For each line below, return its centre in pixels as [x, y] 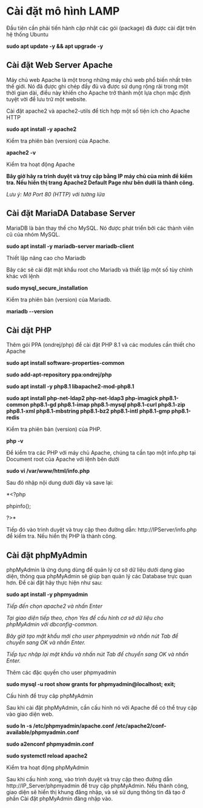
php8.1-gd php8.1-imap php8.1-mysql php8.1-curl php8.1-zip [108, 405]
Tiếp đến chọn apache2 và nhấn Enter [55, 606]
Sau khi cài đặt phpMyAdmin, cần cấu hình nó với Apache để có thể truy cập [102, 708]
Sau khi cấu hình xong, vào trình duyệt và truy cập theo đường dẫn [89, 780]
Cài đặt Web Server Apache [60, 65]
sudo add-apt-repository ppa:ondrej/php [59, 375]
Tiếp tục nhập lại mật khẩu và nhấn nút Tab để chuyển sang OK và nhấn [98, 654]
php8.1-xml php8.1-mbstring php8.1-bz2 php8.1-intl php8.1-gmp [88, 411]
